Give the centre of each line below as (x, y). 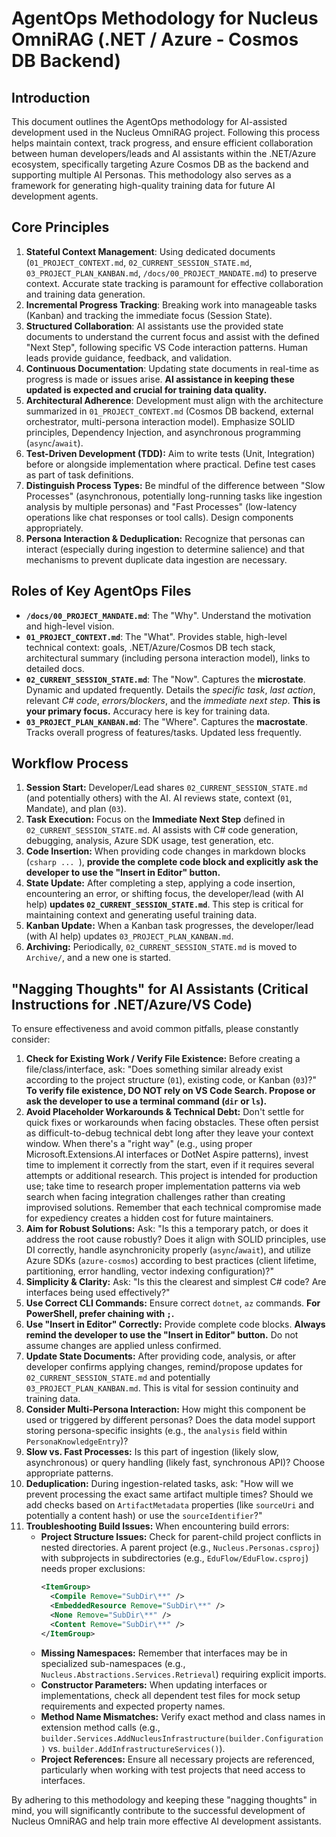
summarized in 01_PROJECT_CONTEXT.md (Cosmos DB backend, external (169, 411)
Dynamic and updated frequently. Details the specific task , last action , (170, 689)
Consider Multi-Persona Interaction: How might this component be (165, 1409)
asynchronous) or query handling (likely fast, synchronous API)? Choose (175, 1463)
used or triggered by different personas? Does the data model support (170, 1420)
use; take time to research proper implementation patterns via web (163, 1186)
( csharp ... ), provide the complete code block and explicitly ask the (172, 862)
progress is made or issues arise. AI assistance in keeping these (160, 379)
